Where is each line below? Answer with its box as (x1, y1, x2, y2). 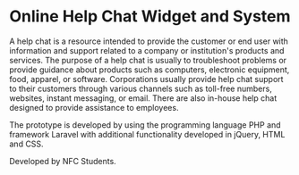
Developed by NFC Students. (9, 155, 116, 166)
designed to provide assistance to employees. (9, 102, 179, 112)
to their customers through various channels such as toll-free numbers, (9, 83, 273, 94)
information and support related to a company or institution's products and (9, 45, 285, 55)
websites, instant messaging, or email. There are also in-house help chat (9, 92, 278, 104)
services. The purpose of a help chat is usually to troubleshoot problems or (9, 54, 287, 65)
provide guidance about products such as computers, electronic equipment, (9, 64, 290, 75)
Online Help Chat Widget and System (9, 6, 291, 27)
